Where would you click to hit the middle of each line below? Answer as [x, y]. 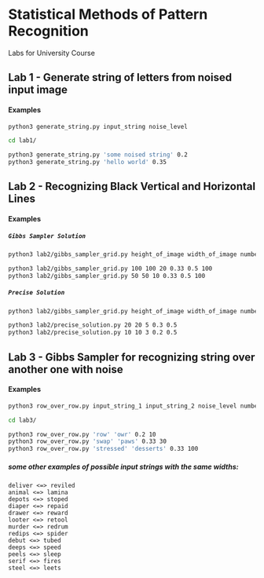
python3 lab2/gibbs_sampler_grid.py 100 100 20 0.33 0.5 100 [110, 269]
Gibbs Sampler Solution [47, 236]
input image [38, 90]
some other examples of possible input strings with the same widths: [124, 466]
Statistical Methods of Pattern [108, 15]
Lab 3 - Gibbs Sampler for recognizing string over [132, 357]
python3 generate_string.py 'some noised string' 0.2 [98, 155]
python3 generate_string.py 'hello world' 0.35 [88, 163]
